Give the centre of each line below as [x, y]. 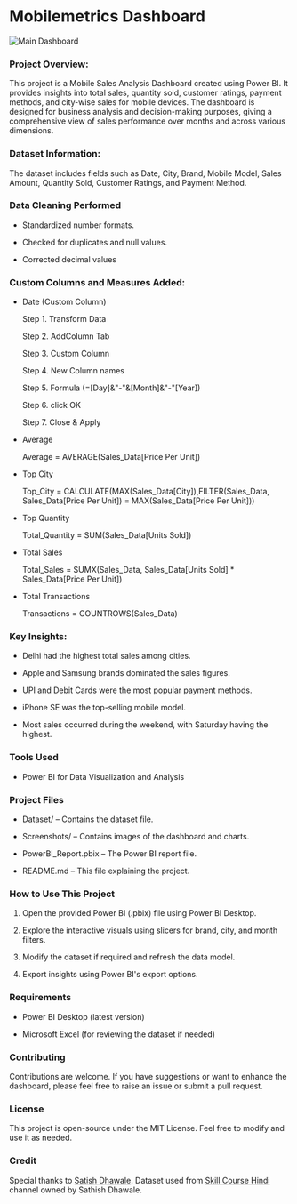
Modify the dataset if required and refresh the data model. [128, 957]
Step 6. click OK [52, 405]
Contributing [37, 1057]
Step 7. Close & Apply [61, 422]
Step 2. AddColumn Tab [66, 336]
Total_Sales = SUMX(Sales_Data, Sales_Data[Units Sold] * [128, 570]
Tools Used [34, 758]
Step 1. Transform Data [64, 319]
